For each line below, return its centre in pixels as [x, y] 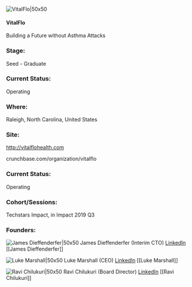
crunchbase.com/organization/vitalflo [51, 159]
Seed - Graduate [26, 63]
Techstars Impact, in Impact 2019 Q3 [50, 215]
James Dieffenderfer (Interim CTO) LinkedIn [133, 243]
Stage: [16, 51]
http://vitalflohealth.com [35, 147]
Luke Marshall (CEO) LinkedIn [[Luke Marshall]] [121, 261]
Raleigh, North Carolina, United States [52, 120]
